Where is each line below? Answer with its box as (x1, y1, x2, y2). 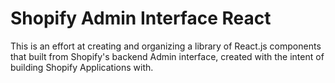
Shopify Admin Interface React (10, 7, 272, 30)
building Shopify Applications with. (10, 61, 154, 73)
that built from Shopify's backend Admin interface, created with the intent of (10, 50, 325, 62)
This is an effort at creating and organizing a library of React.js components (10, 40, 322, 52)
